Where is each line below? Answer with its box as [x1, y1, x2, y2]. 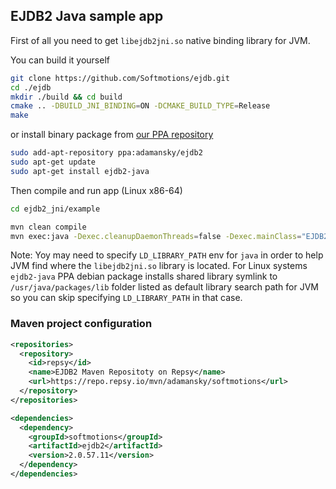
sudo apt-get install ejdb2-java [10, 166, 150, 176]
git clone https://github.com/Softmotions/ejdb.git [10, 73, 230, 83]
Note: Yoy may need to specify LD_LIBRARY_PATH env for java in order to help [10, 249, 324, 261]
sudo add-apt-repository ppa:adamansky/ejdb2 [10, 148, 203, 158]
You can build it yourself [10, 54, 110, 66]
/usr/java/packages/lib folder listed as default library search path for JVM [10, 281, 319, 293]
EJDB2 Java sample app [10, 8, 164, 25]
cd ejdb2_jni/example [10, 204, 101, 214]
